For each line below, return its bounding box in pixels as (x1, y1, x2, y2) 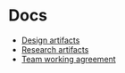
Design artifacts (21, 35, 80, 45)
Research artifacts (21, 44, 89, 54)
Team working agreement (21, 53, 117, 64)
